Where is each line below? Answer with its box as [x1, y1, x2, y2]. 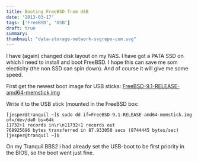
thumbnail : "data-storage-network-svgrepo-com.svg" [6, 36, 136, 42]
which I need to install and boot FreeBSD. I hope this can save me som [6, 59, 178, 66]
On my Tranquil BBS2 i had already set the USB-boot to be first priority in [6, 143, 185, 150]
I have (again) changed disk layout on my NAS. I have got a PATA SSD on [6, 53, 184, 59]
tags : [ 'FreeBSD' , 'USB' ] [6, 20, 70, 25]
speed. [6, 72, 23, 78]
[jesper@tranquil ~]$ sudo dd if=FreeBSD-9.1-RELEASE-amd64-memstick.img [6, 112, 193, 118]
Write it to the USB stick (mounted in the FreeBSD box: [6, 101, 139, 107]
